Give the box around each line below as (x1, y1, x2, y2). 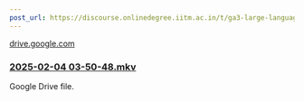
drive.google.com (9, 38, 75, 49)
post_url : (9, 13, 47, 23)
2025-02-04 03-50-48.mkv (9, 60, 137, 73)
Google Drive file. (9, 80, 75, 91)
